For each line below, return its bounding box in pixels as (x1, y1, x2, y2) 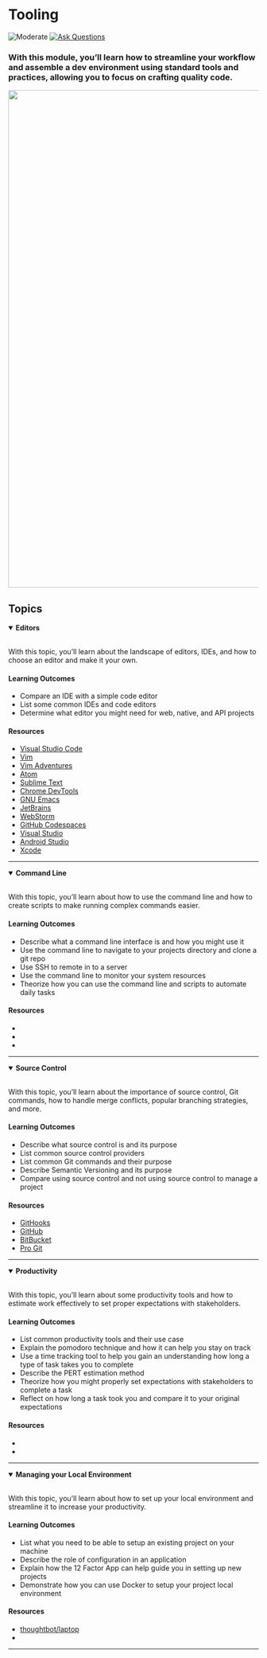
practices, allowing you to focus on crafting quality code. (8, 72, 233, 83)
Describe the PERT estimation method (19, 1368, 145, 1378)
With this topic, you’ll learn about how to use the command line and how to (8, 892, 253, 902)
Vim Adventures (19, 761, 73, 770)
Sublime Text (19, 778, 64, 787)
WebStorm (19, 812, 56, 821)
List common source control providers (19, 1149, 145, 1158)
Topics (8, 602, 43, 615)
